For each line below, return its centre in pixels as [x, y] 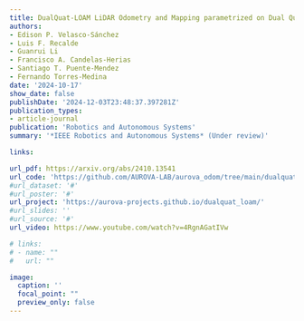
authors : [26, 26]
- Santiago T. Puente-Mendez [64, 69]
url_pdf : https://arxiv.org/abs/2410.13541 [93, 169]
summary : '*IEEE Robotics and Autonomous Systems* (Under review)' [139, 136]
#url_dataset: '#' [44, 185]
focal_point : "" [48, 294]
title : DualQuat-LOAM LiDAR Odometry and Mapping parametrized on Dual [147, 18]
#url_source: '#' [42, 219]
